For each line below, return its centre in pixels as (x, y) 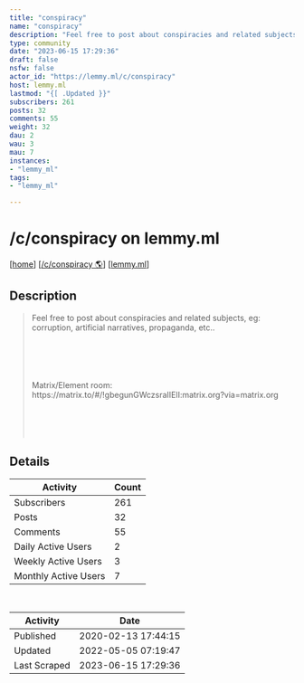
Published (35, 636)
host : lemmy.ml (38, 85)
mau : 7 (22, 152)
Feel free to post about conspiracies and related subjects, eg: (146, 318)
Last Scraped (42, 665)
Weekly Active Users (58, 561)
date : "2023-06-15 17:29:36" (64, 52)
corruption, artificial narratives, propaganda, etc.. (123, 327)
